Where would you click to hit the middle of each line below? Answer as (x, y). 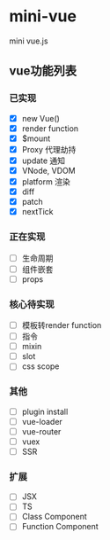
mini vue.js (29, 41)
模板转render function (62, 325)
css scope (40, 366)
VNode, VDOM (49, 170)
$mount (36, 138)
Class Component (55, 517)
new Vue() (40, 118)
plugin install (45, 411)
